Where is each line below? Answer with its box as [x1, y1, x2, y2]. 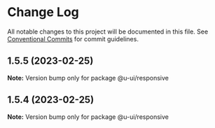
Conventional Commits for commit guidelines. [7, 34, 139, 43]
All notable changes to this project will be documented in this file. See [7, 27, 209, 36]
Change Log [7, 4, 79, 20]
